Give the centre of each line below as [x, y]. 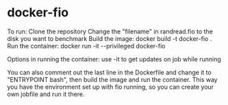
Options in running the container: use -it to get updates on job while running [114, 59]
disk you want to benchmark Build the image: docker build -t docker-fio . [110, 38]
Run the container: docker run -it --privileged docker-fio [86, 46]
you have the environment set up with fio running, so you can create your [111, 87]
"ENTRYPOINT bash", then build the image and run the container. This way [112, 79]
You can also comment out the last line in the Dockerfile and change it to [110, 72]
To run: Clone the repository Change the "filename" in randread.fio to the [110, 31]
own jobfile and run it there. [46, 94]
